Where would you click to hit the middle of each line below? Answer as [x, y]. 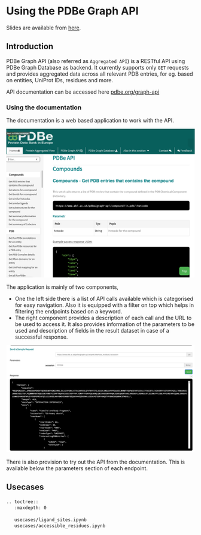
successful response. [41, 337]
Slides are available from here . [44, 28]
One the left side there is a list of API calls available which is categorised [104, 299]
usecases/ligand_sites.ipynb [50, 520]
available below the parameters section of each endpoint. [77, 468]
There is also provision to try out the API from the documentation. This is [96, 462]
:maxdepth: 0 [30, 508]
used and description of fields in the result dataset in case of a [92, 331]
